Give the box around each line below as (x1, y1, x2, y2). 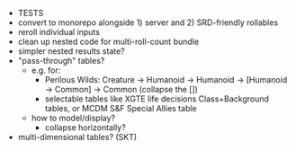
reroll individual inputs (17, 27, 101, 37)
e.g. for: (31, 65, 61, 75)
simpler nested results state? (17, 46, 126, 57)
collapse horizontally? (44, 122, 126, 133)
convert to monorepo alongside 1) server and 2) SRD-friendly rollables (17, 17, 279, 28)
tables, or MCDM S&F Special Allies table (44, 103, 197, 113)
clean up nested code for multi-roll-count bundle (17, 36, 200, 47)
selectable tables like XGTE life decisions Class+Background (44, 93, 270, 104)
